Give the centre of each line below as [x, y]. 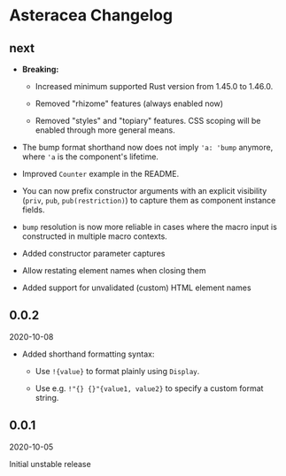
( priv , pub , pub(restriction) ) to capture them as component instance [149, 200]
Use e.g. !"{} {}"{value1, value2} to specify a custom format [149, 388]
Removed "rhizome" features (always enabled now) [129, 104]
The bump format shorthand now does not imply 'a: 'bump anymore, [147, 147]
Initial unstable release [50, 464]
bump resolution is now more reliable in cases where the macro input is [149, 227]
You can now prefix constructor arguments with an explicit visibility [144, 191]
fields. [33, 210]
